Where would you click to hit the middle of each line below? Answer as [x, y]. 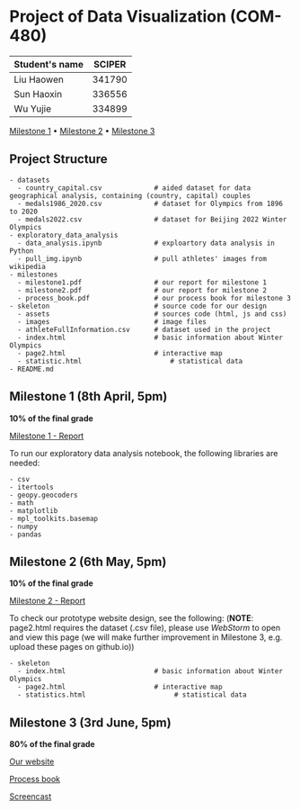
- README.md [31, 369]
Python [22, 251]
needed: [25, 463]
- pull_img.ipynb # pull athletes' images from [142, 258]
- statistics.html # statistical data [132, 695]
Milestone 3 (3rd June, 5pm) [91, 722]
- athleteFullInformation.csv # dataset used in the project [144, 329]
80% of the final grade [53, 744]
